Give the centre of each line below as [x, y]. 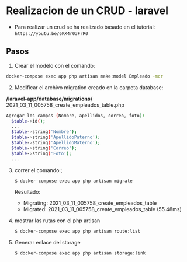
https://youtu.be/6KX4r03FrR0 [51, 33]
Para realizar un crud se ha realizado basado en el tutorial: [85, 27]
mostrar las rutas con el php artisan [57, 221]
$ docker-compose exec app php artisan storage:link [80, 253]
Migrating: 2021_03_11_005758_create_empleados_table [90, 203]
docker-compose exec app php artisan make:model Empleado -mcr [85, 76]
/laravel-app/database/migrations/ [49, 99]
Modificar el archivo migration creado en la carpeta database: [89, 87]
